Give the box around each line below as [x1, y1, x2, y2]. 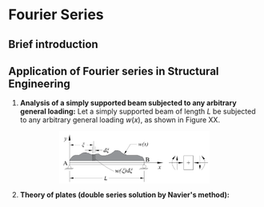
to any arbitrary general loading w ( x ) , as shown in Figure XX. [19, 115, 221, 125]
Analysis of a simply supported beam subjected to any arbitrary [19, 98, 238, 108]
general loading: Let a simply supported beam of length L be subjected [19, 106, 256, 117]
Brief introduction [8, 38, 98, 51]
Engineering [8, 77, 70, 90]
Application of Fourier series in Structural [8, 64, 219, 78]
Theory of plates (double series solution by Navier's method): [19, 189, 230, 199]
